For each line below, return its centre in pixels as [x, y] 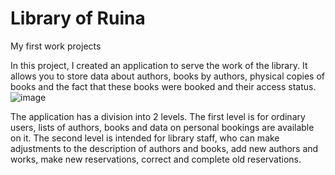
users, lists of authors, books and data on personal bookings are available [162, 127]
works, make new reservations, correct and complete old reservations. [156, 159]
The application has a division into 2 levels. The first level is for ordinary [158, 116]
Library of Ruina [78, 18]
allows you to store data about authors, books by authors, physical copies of [167, 76]
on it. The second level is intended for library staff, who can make [145, 138]
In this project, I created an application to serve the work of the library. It [159, 65]
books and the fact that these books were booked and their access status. [163, 86]
